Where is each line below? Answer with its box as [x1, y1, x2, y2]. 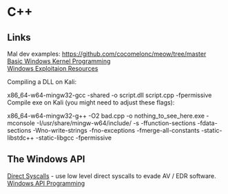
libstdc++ [7, 133, 34, 142]
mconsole [7, 119, 36, 127]
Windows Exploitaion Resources [7, 65, 99, 72]
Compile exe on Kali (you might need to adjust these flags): [7, 98, 175, 107]
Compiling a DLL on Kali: [7, 78, 77, 86]
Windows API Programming [7, 179, 85, 187]
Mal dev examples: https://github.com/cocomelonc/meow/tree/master [7, 50, 207, 58]
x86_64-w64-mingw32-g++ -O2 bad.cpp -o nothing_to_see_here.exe [7, 111, 205, 120]
